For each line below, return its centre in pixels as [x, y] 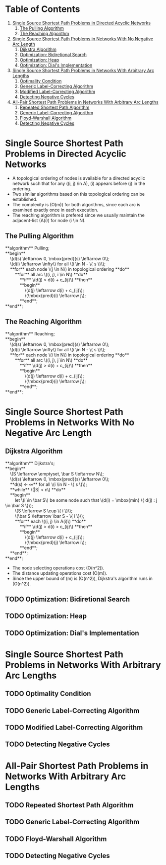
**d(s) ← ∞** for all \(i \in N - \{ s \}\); [48, 484]
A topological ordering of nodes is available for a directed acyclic [79, 178]
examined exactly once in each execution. [55, 210]
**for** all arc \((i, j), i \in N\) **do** [51, 274]
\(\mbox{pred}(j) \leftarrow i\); [55, 542]
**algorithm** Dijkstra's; [30, 463]
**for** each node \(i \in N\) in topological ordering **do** [69, 355]
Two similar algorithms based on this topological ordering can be [79, 194]
